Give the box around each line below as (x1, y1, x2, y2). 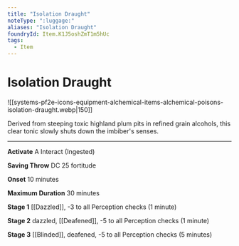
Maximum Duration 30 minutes (7, 188, 100, 197)
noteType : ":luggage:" (7, 17, 75, 24)
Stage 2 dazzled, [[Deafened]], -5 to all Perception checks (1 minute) (7, 216, 210, 225)
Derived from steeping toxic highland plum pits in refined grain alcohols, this (7, 119, 231, 128)
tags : (7, 37, 23, 44)
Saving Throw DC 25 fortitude (7, 161, 97, 170)
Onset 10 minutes (7, 175, 59, 183)
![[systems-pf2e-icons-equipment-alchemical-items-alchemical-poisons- (7, 98, 224, 106)
